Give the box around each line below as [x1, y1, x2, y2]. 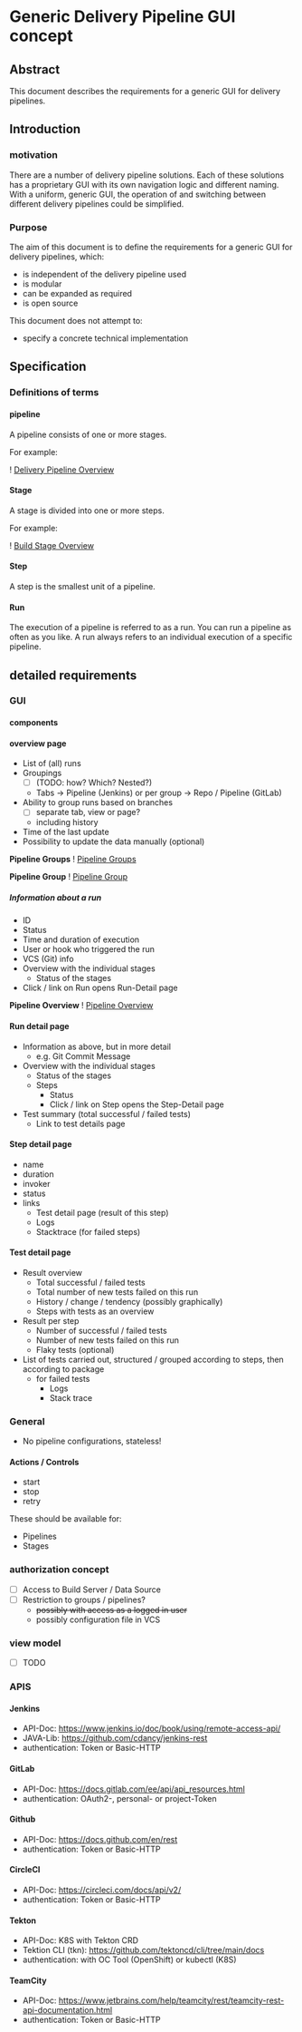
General [9, 1415, 45, 1427]
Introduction [9, 122, 81, 137]
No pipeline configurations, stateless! [22, 1435, 162, 1447]
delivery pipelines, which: [9, 251, 105, 262]
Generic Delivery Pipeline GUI [9, 6, 236, 27]
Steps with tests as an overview [35, 1306, 155, 1317]
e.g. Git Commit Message [35, 1050, 131, 1062]
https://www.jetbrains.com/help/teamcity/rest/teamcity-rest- [58, 1995, 285, 2006]
